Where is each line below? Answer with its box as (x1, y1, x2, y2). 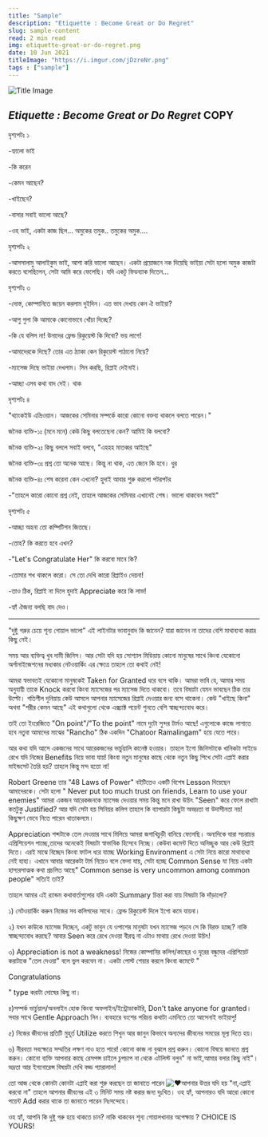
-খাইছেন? (8, 193, 33, 204)
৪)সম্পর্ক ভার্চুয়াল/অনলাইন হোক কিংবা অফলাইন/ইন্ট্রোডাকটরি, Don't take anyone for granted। (8, 1003, 252, 1012)
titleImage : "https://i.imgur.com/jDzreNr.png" (8, 57, 170, 65)
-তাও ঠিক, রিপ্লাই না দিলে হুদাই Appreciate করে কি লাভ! (8, 586, 147, 596)
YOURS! (8, 1121, 35, 1131)
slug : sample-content (8, 26, 81, 34)
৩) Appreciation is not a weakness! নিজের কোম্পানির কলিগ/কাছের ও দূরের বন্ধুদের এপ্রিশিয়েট (8, 947, 249, 957)
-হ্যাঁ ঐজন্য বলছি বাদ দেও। (8, 602, 70, 612)
